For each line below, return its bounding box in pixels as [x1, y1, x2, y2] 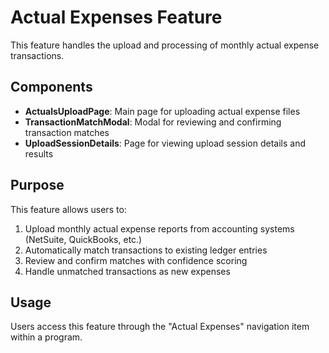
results [24, 147, 54, 160]
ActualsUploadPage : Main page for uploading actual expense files [24, 105, 301, 117]
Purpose [10, 177, 65, 194]
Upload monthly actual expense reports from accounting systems [24, 222, 295, 235]
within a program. [10, 331, 83, 343]
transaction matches [24, 126, 110, 138]
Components [10, 79, 93, 96]
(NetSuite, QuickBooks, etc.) [24, 233, 143, 245]
